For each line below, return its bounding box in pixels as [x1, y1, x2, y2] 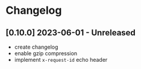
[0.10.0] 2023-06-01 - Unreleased [5, 28, 136, 38]
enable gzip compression [14, 50, 78, 57]
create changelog [14, 43, 58, 50]
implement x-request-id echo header [14, 56, 108, 63]
